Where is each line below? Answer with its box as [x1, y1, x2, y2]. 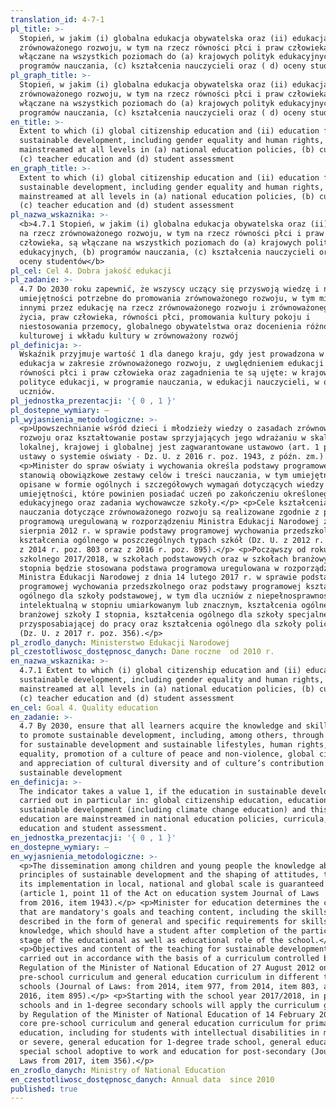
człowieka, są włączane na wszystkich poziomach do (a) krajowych [19, 237, 302, 248]
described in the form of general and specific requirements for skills [19, 916, 329, 926]
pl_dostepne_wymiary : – [10, 405, 110, 415]
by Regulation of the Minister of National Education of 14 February [19, 1009, 315, 1020]
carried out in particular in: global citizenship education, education [19, 796, 329, 806]
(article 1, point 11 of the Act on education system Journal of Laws [19, 889, 320, 899]
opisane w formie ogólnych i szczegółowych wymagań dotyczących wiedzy [19, 479, 325, 490]
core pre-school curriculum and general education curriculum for [19, 1019, 302, 1029]
